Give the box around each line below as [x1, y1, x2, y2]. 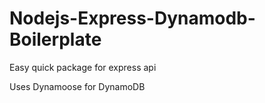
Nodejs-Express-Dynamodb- [9, 7, 256, 30]
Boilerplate [9, 28, 102, 51]
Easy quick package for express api [9, 61, 157, 73]
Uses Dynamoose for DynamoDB [9, 80, 146, 92]
